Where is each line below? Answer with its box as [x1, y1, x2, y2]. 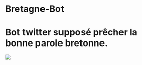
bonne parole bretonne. [5, 37, 108, 49]
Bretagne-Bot [5, 3, 65, 15]
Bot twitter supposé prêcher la [5, 27, 137, 38]
